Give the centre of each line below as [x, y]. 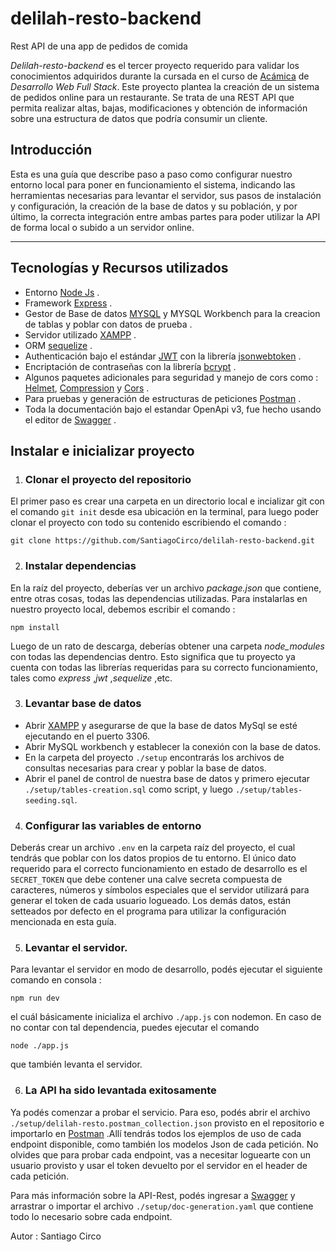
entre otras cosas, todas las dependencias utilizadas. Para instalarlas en [159, 598]
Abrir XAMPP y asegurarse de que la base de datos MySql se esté [161, 725]
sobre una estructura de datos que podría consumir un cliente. [139, 118]
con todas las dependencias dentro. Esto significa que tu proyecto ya [153, 656]
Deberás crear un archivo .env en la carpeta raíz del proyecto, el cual [153, 848]
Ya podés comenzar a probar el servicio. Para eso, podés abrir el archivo [160, 1112]
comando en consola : [56, 980]
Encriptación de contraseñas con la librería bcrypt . [130, 366]
